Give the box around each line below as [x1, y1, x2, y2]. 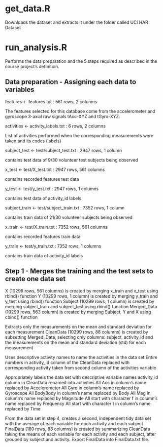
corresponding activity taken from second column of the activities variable [5, 365, 157, 370]
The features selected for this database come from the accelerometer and [5, 108, 156, 114]
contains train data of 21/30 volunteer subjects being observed [5, 214, 133, 220]
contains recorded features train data [5, 233, 81, 240]
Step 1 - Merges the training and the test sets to [5, 267, 154, 276]
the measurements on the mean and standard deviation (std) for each [5, 339, 146, 345]
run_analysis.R [5, 42, 67, 53]
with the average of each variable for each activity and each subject [5, 420, 143, 426]
